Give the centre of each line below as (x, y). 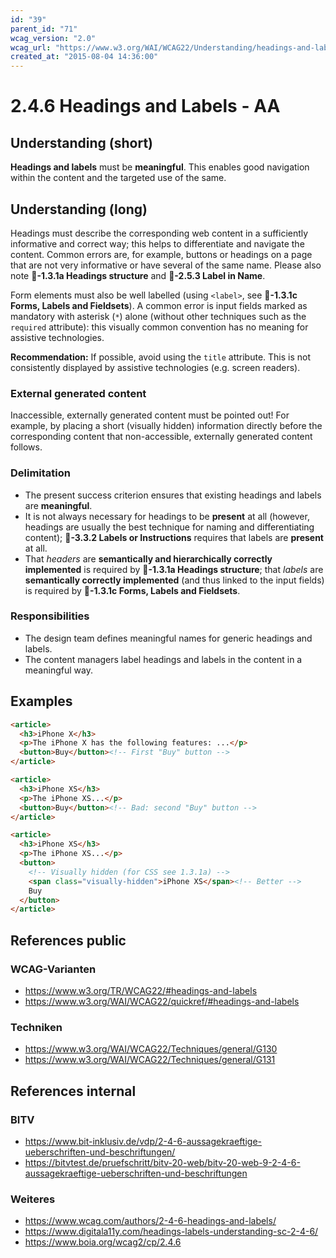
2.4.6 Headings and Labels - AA (145, 106)
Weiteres (33, 1199)
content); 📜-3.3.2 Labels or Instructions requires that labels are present (174, 537)
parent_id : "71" (44, 29)
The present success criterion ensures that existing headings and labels (173, 495)
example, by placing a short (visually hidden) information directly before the (166, 426)
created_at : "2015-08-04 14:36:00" (84, 57)
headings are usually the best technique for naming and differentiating (169, 527)
